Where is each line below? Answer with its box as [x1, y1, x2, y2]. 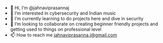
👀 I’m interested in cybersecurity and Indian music [10, 10, 116, 16]
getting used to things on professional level [10, 26, 101, 32]
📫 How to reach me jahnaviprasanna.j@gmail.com [10, 32, 117, 38]
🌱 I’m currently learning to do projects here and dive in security [10, 16, 144, 21]
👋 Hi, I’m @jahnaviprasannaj [10, 5, 69, 11]
